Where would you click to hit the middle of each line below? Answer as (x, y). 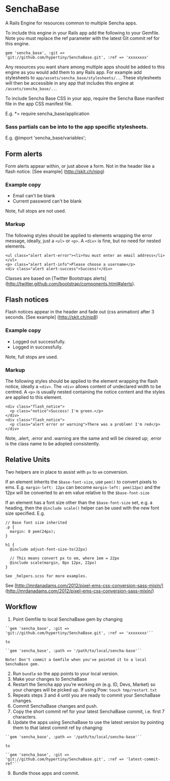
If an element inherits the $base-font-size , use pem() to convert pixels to (81, 482)
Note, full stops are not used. (36, 211)
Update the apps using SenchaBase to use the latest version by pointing (88, 722)
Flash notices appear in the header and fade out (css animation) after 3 (80, 312)
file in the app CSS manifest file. (39, 104)
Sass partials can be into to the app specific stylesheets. (77, 127)
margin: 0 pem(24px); (33, 531)
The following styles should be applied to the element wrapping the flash (82, 381)
